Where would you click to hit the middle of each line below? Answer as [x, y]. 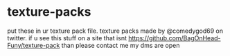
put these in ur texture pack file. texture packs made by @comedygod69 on [115, 31]
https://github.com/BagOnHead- [174, 38]
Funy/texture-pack [34, 45]
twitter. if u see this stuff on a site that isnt [67, 38]
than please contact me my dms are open [121, 45]
